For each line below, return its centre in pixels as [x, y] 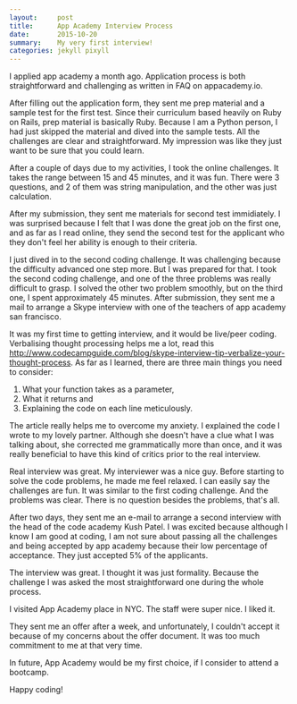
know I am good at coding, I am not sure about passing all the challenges [144, 537]
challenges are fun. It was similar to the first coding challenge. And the [139, 491]
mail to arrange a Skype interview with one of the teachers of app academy [148, 307]
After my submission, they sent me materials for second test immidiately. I [145, 214]
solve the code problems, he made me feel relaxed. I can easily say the [140, 481]
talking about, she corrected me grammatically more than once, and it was [146, 445]
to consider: [31, 372]
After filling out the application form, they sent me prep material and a [137, 103]
